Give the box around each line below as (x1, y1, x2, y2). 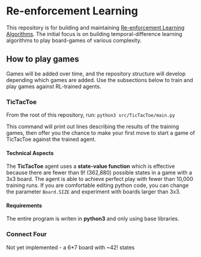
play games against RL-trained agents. (6, 83, 101, 90)
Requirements (6, 202, 43, 209)
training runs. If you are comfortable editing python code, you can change (6, 182, 189, 189)
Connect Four (6, 230, 47, 238)
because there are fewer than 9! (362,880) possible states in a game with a (6, 169, 193, 176)
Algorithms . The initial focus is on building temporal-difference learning (6, 30, 182, 37)
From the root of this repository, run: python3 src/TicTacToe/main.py (6, 111, 175, 119)
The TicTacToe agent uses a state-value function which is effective (6, 163, 175, 170)
